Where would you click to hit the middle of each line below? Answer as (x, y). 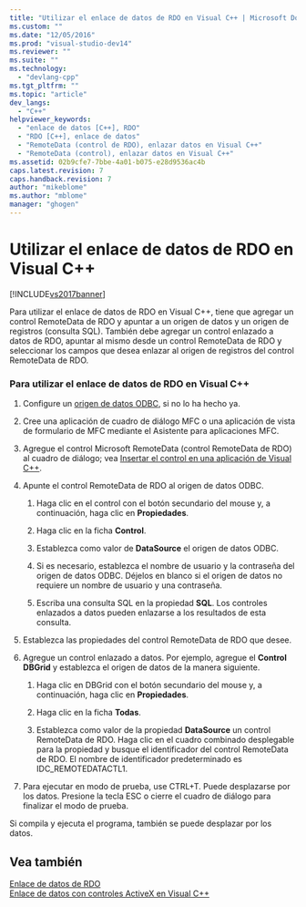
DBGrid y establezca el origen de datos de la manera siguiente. (141, 667)
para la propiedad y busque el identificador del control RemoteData (162, 749)
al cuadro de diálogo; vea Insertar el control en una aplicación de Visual (157, 459)
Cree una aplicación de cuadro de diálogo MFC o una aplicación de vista (159, 421)
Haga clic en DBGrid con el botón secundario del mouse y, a (149, 685)
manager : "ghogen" (44, 205)
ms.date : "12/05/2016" (52, 35)
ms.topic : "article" (49, 94)
